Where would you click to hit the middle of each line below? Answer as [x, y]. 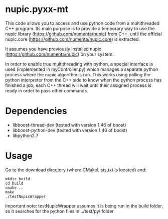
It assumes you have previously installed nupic [53, 49]
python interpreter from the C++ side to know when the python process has [83, 80]
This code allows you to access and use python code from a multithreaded [82, 23]
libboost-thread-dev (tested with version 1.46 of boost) [69, 125]
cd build [14, 183]
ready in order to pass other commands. [47, 90]
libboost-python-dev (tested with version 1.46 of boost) [70, 130]
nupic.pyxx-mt [37, 9]
